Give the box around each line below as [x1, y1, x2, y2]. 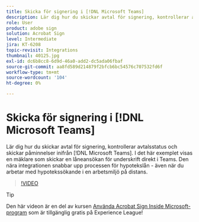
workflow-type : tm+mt [6, 69, 60, 75]
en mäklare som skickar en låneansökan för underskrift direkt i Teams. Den [6, 155, 189, 163]
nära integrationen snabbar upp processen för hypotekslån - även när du [6, 162, 184, 169]
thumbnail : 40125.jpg [6, 53, 60, 59]
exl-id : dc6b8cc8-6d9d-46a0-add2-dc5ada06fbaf [6, 58, 123, 64]
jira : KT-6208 [6, 42, 41, 48]
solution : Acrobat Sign [6, 31, 65, 37]
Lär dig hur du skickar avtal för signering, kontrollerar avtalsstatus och [6, 143, 178, 150]
